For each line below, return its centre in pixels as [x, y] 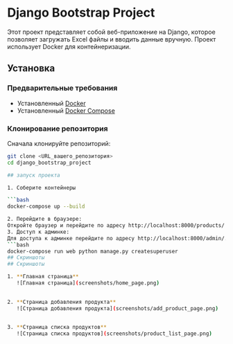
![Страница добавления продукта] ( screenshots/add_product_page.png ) [117, 308]
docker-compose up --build [46, 207]
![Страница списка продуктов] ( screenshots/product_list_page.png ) [114, 334]
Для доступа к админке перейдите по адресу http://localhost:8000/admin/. [118, 238]
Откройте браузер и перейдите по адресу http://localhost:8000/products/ [116, 226]
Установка [31, 68]
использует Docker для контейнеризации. [69, 46]
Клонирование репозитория [58, 128]
